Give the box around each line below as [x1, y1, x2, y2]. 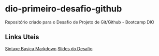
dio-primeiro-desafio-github [5, 3, 122, 14]
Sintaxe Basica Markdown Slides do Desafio [5, 45, 93, 51]
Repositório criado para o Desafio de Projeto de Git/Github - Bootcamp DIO [5, 19, 155, 25]
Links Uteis [5, 33, 40, 41]
